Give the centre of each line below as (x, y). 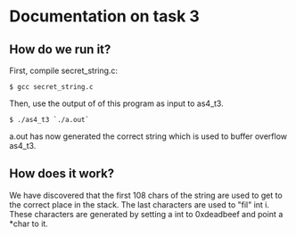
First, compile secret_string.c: (64, 70)
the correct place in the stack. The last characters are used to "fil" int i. (140, 204)
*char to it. (29, 224)
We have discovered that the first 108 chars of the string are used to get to (146, 195)
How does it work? (62, 174)
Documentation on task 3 (105, 16)
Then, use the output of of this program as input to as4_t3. (117, 103)
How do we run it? (60, 49)
